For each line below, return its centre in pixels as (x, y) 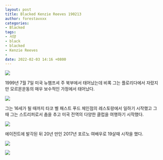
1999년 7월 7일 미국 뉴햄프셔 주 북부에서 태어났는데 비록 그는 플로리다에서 (75, 83)
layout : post (18, 9)
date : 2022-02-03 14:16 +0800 (36, 59)
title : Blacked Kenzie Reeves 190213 (43, 14)
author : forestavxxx (26, 18)
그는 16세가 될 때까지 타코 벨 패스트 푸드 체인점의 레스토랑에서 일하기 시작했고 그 (81, 108)
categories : (17, 23)
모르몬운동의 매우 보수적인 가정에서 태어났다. (52, 89)
